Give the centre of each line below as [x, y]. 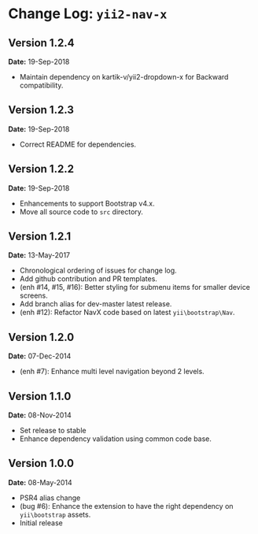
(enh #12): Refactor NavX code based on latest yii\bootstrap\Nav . [127, 313]
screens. [34, 295]
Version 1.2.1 [40, 237]
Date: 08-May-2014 [40, 482]
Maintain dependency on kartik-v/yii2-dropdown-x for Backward [124, 77]
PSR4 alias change [50, 498]
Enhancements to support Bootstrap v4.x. [87, 203]
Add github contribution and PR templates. [88, 279]
